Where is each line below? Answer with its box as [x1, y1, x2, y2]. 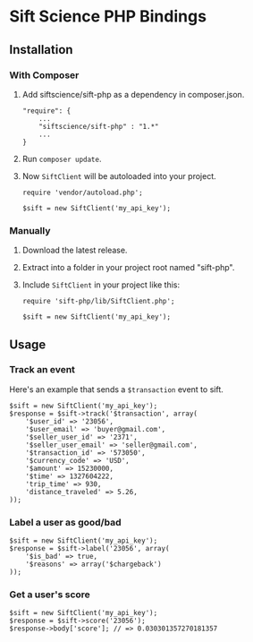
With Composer [9, 69, 80, 81]
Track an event [9, 364, 76, 376]
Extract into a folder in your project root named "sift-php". [21, 262, 235, 273]
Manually [9, 224, 51, 236]
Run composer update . [21, 153, 102, 164]
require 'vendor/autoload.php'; [21, 188, 143, 197]
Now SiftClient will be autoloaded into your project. [21, 170, 216, 181]
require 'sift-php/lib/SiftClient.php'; [21, 297, 175, 306]
